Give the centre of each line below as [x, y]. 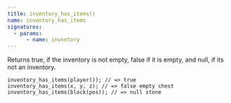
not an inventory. [32, 67]
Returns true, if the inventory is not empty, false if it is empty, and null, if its [115, 60]
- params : [28, 33]
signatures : [25, 27]
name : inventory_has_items [47, 20]
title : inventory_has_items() [52, 14]
